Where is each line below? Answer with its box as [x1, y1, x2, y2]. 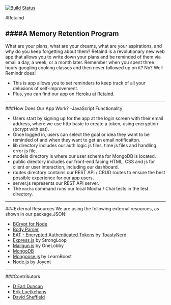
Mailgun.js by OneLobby [12, 242, 64, 248]
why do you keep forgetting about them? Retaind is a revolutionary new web [5, 48, 165, 54]
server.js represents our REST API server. [12, 180, 100, 186]
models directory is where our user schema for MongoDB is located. [12, 153, 156, 159]
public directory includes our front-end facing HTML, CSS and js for [12, 158, 155, 164]
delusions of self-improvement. [12, 85, 79, 91]
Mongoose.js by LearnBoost [12, 253, 72, 259]
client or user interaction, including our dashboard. [12, 163, 119, 170]
